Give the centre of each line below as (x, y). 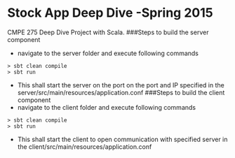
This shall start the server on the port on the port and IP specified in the (121, 85)
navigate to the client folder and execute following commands (107, 107)
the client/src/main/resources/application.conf (85, 146)
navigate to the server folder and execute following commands (108, 53)
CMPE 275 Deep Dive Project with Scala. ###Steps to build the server (108, 32)
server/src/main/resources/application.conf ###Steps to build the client (121, 92)
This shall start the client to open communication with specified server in (122, 139)
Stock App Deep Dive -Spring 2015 (110, 13)
